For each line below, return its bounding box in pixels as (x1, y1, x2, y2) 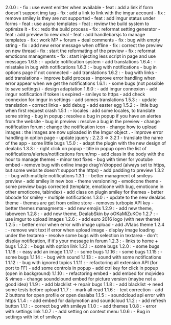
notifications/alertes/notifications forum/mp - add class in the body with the (5, 151, 165, 157)
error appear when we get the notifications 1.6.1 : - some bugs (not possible (5, 80, 164, 86)
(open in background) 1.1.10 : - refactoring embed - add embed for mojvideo (5, 270, 164, 276)
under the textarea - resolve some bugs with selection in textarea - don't (5, 233, 158, 238)
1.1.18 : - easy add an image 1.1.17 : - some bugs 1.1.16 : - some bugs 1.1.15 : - (5, 249, 163, 254)
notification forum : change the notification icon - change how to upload (5, 124, 157, 130)
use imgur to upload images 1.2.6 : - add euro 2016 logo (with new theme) (5, 216, 161, 222)
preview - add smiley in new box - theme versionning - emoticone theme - (5, 178, 162, 184)
